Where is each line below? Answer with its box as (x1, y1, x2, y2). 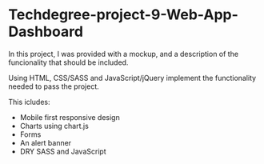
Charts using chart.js (19, 121, 90, 130)
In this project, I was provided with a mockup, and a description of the (8, 49, 238, 58)
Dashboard (8, 22, 84, 41)
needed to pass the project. (8, 82, 100, 91)
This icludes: (8, 97, 50, 106)
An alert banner (19, 138, 72, 147)
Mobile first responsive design (19, 112, 120, 122)
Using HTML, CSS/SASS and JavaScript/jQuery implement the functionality (8, 73, 257, 82)
